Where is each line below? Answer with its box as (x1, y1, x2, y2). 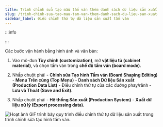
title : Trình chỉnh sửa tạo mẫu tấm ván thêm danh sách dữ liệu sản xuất (5, 7, 158, 12)
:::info (5, 30, 16, 35)
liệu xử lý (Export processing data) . (12, 102, 85, 108)
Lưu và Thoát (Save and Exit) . (12, 88, 73, 94)
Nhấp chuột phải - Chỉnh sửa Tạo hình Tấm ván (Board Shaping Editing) (12, 72, 158, 78)
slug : (5, 12, 16, 16)
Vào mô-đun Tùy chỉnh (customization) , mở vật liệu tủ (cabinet (12, 58, 141, 63)
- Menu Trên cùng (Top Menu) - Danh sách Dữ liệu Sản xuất (12, 77, 135, 83)
